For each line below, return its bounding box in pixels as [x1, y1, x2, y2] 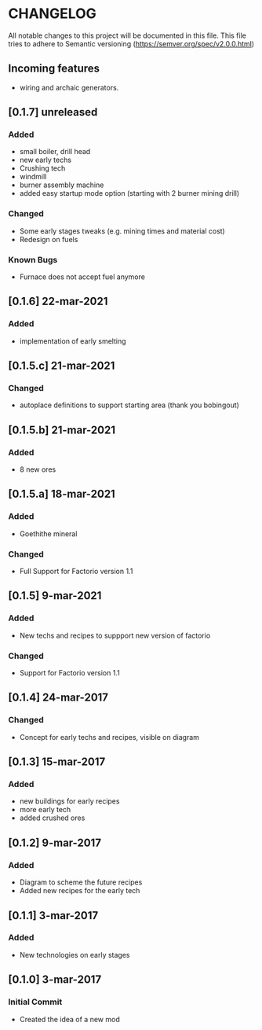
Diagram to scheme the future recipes [19, 877, 143, 887]
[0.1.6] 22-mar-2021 [8, 295, 108, 308]
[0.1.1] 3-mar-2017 [8, 909, 99, 922]
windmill [19, 172, 47, 182]
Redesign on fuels [19, 234, 78, 244]
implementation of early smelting [19, 336, 127, 346]
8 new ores [19, 465, 56, 474]
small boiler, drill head [19, 147, 91, 156]
